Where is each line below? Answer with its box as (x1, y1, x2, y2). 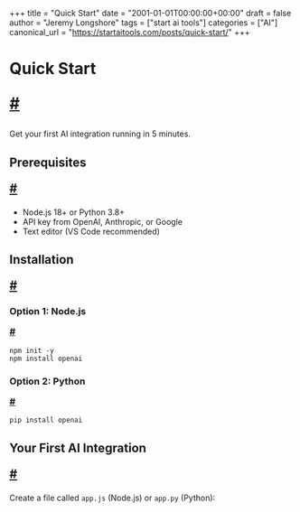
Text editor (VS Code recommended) (22, 226, 161, 237)
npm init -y (9, 346, 54, 355)
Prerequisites (9, 154, 87, 170)
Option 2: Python (9, 375, 86, 387)
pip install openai (9, 415, 83, 425)
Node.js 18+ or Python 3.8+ (22, 207, 125, 218)
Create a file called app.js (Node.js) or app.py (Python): (9, 492, 216, 503)
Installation (9, 252, 74, 267)
